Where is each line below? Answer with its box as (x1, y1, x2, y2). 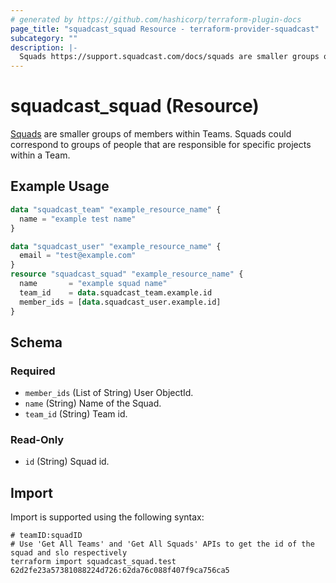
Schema (10, 334, 63, 351)
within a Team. (10, 149, 71, 161)
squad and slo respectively (10, 548, 128, 558)
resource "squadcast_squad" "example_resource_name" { (10, 269, 244, 280)
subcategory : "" (10, 33, 78, 43)
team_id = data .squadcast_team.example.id (19, 287, 213, 298)
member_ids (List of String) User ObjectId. (24, 387, 194, 399)
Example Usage (10, 178, 110, 195)
